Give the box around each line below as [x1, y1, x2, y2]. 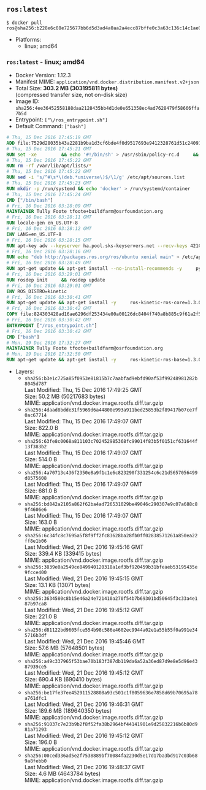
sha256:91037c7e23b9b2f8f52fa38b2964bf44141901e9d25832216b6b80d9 [24, 721, 198, 727]
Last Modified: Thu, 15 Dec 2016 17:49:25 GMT [24, 386, 143, 394]
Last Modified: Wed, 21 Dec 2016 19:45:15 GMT [24, 575, 144, 582]
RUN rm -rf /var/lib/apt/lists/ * [6, 163, 92, 169]
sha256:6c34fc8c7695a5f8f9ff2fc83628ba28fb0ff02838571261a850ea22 [24, 533, 198, 539]
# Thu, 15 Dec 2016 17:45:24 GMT [6, 191, 92, 197]
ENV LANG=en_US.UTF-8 [6, 231, 62, 237]
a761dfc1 [24, 696, 47, 702]
